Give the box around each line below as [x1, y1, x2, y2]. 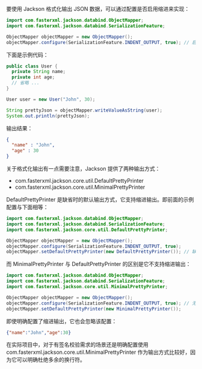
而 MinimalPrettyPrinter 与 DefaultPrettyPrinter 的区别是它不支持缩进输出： [6, 260, 191, 268]
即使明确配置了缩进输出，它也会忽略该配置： [6, 317, 117, 324]
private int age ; [11, 74, 55, 80]
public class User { [6, 63, 58, 69]
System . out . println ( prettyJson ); [6, 113, 90, 119]
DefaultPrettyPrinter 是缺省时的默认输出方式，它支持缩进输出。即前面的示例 [6, 196, 194, 203]
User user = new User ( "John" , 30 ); [6, 96, 96, 102]
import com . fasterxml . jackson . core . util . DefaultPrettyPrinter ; [6, 227, 168, 233]
